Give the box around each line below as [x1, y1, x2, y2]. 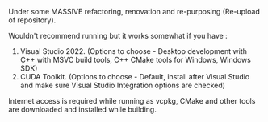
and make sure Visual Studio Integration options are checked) [19, 80, 226, 90]
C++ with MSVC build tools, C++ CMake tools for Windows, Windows [19, 55, 252, 64]
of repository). [8, 15, 57, 25]
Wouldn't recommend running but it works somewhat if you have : [8, 31, 228, 40]
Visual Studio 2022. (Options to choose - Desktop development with [19, 47, 248, 55]
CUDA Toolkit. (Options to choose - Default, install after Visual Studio [19, 72, 250, 81]
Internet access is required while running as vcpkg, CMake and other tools [8, 96, 256, 105]
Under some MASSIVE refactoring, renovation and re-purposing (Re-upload [8, 7, 261, 16]
